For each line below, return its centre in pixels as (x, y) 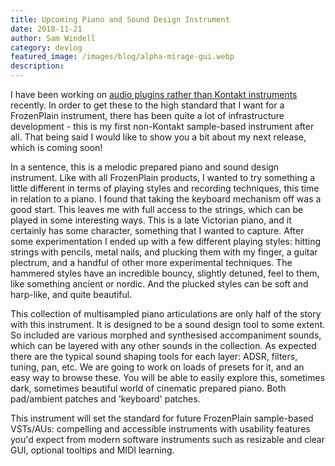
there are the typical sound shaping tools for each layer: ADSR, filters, (154, 356)
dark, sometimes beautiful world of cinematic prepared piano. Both (148, 388)
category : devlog (46, 47)
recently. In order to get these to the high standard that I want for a (147, 105)
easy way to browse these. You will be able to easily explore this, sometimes (168, 377)
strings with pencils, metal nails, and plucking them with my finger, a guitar (164, 252)
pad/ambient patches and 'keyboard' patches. (105, 399)
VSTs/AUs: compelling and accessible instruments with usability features (160, 429)
